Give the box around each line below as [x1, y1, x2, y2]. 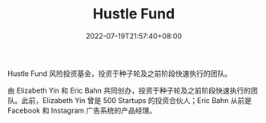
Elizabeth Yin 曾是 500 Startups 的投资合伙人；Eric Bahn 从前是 [42, 95, 252, 105]
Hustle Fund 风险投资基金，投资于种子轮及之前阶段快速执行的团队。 [7, 69, 232, 78]
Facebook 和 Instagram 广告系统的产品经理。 [7, 105, 157, 115]
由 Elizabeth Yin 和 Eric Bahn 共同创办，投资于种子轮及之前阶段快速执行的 [7, 85, 252, 95]
